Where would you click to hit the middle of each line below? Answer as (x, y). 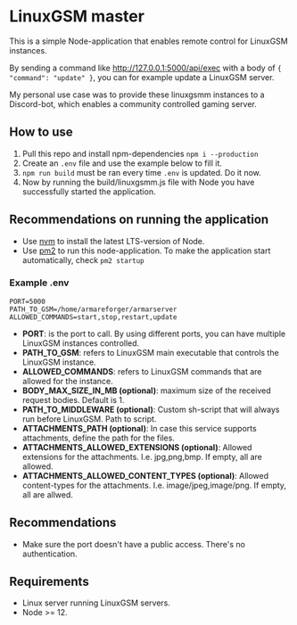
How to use (41, 132)
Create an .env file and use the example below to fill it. (122, 163)
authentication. (49, 554)
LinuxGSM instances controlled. (81, 343)
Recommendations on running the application (139, 220)
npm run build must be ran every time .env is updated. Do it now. (141, 172)
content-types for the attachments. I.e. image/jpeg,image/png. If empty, (154, 485)
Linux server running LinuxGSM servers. (96, 603)
